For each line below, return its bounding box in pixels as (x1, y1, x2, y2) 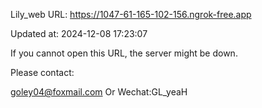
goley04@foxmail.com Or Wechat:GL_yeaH (10, 86, 188, 98)
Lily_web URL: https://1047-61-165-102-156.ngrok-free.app (10, 9, 252, 20)
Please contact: (10, 67, 75, 78)
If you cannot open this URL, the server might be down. (10, 47, 238, 59)
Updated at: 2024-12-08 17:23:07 (10, 28, 148, 39)
